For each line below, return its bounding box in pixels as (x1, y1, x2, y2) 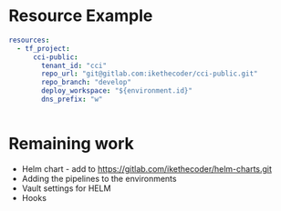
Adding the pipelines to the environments (21, 173, 177, 184)
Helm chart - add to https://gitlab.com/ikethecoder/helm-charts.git (21, 163, 273, 174)
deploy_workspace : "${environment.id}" (41, 86, 193, 95)
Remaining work (8, 134, 134, 155)
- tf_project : (16, 44, 70, 53)
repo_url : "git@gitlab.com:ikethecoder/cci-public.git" (41, 69, 258, 78)
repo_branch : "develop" (41, 78, 131, 87)
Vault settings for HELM (21, 183, 111, 194)
